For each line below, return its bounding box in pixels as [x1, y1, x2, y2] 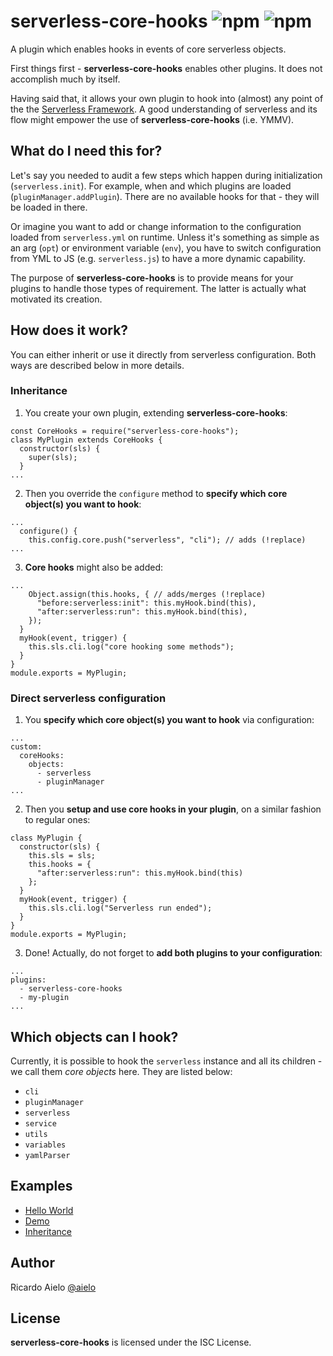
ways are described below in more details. [10, 359, 185, 371]
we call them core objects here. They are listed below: [10, 1065, 233, 1077]
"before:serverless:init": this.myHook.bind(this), [36, 598, 257, 608]
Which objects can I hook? [10, 1028, 179, 1045]
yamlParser [24, 1150, 71, 1160]
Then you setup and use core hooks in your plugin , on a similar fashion [24, 803, 322, 815]
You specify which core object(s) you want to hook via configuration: [24, 714, 315, 726]
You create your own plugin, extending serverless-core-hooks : [24, 406, 288, 419]
